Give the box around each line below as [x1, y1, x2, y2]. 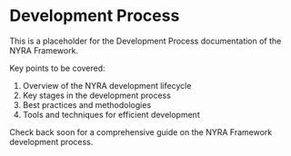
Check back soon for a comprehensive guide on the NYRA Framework [9, 126, 273, 137]
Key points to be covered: [9, 63, 106, 73]
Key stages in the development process [22, 90, 171, 101]
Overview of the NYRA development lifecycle [22, 80, 192, 91]
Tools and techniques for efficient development [22, 109, 200, 120]
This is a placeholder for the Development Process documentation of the [9, 35, 282, 46]
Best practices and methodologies [22, 99, 152, 110]
